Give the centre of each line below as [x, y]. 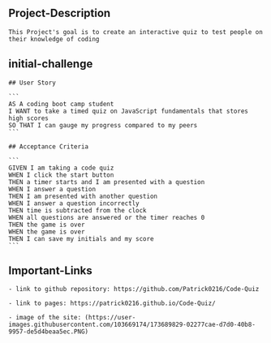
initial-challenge [51, 64]
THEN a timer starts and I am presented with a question [107, 182]
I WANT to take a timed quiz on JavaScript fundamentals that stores [129, 111]
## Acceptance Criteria [49, 146]
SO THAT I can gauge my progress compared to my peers [103, 125]
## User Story [32, 83]
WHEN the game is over [47, 232]
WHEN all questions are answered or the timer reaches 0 [107, 217]
